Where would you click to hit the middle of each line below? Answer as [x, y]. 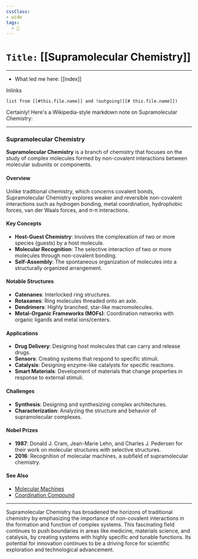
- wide [14, 17]
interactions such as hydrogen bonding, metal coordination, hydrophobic [94, 203]
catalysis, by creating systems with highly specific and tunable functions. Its [99, 537]
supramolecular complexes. [48, 417]
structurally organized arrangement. [58, 268]
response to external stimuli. [49, 377]
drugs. [22, 353]
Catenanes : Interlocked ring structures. [62, 295]
